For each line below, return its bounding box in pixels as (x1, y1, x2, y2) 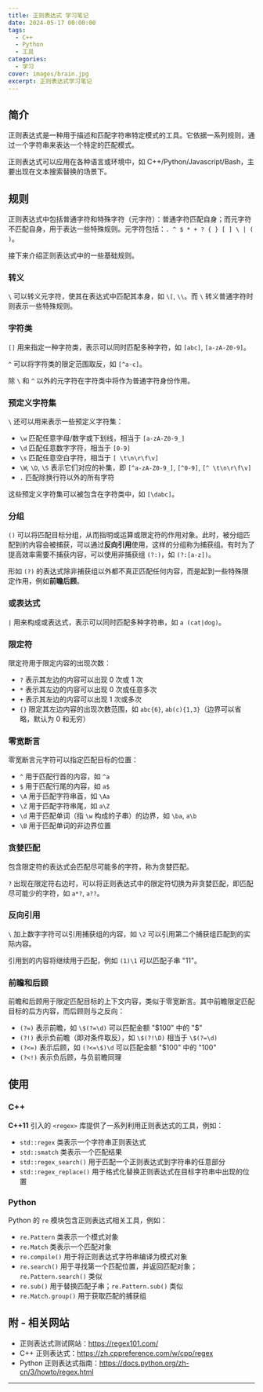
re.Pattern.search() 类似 (19, 1272, 103, 1281)
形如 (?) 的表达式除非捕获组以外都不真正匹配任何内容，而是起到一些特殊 (8, 566, 243, 576)
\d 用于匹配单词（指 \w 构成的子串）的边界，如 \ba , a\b (19, 811, 197, 821)
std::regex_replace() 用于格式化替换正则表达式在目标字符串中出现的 (19, 1167, 243, 1176)
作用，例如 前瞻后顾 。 (14, 577, 84, 586)
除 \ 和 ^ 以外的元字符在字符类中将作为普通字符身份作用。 (8, 375, 195, 385)
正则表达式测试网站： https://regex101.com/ (19, 1339, 159, 1348)
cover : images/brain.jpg (8, 70, 89, 78)
